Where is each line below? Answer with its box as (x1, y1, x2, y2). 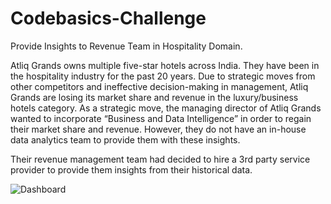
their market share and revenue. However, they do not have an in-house (10, 123, 307, 135)
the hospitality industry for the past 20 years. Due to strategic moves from (10, 70, 316, 82)
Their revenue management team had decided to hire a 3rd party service (10, 153, 311, 165)
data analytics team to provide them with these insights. (10, 133, 241, 146)
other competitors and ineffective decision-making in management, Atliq (10, 80, 309, 92)
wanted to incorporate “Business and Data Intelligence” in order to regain (10, 112, 312, 124)
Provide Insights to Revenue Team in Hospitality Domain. (10, 40, 243, 52)
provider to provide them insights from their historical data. (10, 163, 253, 176)
